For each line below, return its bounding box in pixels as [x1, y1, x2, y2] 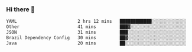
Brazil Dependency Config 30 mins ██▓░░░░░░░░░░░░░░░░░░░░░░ [6, 34, 186, 40]
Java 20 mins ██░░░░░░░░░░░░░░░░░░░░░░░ [6, 40, 186, 46]
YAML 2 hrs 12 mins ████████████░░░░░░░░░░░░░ [6, 19, 186, 25]
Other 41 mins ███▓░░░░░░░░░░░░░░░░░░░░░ [6, 24, 186, 30]
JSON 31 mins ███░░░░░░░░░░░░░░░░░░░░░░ [6, 29, 186, 36]
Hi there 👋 [6, 5, 35, 13]
